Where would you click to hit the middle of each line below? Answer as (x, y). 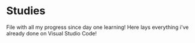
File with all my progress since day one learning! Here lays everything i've (97, 27)
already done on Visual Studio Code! (52, 33)
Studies (26, 11)
